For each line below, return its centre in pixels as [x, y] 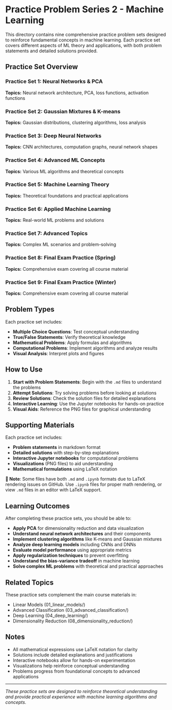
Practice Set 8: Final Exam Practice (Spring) [61, 258]
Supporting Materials [40, 425]
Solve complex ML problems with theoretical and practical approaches [88, 566]
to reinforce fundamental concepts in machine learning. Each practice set [83, 40]
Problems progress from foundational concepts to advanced [76, 671]
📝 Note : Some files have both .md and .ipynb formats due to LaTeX [75, 479]
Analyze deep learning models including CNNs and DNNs [74, 545]
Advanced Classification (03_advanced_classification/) [71, 610]
